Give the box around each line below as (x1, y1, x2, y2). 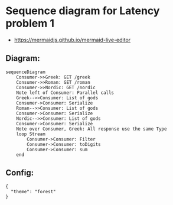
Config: (5, 168, 34, 178)
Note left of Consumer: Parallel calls (16, 90, 115, 96)
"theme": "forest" (11, 188, 57, 194)
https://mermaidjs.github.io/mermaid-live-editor (14, 36, 131, 43)
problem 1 (5, 17, 54, 30)
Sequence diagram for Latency (5, 4, 160, 18)
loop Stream (16, 131, 45, 137)
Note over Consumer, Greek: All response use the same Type (16, 126, 167, 132)
